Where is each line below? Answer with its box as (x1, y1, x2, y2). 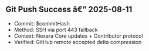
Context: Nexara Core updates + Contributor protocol (13, 32, 143, 39)
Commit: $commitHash (13, 20, 70, 27)
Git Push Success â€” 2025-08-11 (5, 5, 133, 14)
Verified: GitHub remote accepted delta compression (13, 38, 142, 45)
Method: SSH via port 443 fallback (13, 26, 98, 33)
